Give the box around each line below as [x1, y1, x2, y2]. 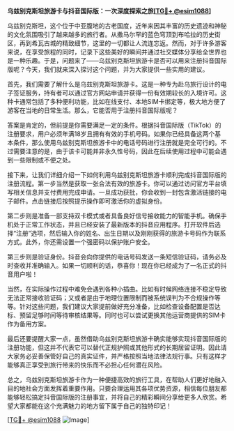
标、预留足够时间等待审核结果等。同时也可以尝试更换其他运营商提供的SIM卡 [7, 311, 226, 319]
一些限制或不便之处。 [13, 156, 75, 164]
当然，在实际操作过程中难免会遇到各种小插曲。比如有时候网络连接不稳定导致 [7, 285, 227, 293]
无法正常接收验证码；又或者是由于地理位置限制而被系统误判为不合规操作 [7, 294, 214, 302]
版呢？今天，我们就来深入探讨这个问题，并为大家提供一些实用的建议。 [7, 66, 209, 73]
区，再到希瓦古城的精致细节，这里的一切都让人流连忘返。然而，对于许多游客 [7, 39, 227, 47]
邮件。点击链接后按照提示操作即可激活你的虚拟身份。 [13, 197, 166, 205]
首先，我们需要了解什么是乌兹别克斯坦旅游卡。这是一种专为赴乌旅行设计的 [7, 80, 221, 88]
